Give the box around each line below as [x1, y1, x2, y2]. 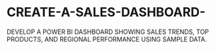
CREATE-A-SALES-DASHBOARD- [6, 4, 206, 20]
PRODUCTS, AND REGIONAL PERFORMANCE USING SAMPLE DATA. [6, 35, 208, 43]
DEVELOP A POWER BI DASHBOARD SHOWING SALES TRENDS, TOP [6, 27, 210, 36]
